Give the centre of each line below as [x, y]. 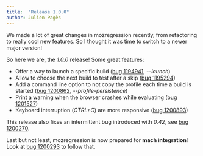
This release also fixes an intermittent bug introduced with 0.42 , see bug [98, 121]
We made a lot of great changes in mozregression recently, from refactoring [102, 35]
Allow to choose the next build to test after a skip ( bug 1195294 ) [95, 78]
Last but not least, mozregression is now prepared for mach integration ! [97, 140]
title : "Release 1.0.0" [38, 12]
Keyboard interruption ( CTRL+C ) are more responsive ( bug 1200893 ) [101, 110]
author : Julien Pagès [34, 18]
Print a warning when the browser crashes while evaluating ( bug [96, 97]
